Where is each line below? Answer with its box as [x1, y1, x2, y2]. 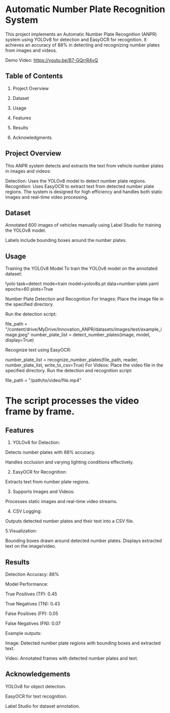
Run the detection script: [5, 311, 57, 317]
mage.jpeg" [5, 332, 30, 338]
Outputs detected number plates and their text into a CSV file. [5, 518, 134, 524]
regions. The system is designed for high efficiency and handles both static [5, 189, 163, 195]
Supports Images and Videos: [12, 488, 75, 495]
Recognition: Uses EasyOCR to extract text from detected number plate [5, 183, 154, 189]
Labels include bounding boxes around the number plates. [5, 237, 127, 243]
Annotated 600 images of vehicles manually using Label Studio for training [5, 222, 161, 228]
